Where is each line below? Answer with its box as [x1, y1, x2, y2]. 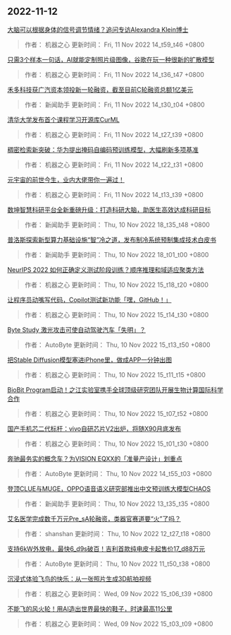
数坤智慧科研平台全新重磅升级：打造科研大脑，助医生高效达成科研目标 [7, 205, 211, 214]
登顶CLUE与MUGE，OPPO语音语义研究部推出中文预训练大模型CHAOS [7, 484, 211, 493]
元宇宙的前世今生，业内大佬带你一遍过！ [7, 175, 125, 184]
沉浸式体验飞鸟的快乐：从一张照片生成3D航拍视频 [7, 574, 151, 583]
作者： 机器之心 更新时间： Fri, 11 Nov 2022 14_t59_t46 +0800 [24, 40, 205, 49]
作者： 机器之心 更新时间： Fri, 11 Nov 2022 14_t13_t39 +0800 [24, 190, 204, 198]
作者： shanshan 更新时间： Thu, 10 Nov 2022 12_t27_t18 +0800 [24, 529, 211, 538]
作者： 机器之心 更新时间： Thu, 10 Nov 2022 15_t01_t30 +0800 [24, 439, 209, 448]
